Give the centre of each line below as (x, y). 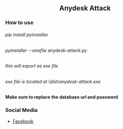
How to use (19, 23)
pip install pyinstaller (27, 34)
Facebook (23, 121)
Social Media (22, 110)
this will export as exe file (32, 66)
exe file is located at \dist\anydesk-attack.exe (53, 81)
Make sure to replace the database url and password (61, 97)
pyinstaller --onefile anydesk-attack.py (46, 50)
